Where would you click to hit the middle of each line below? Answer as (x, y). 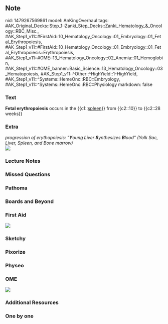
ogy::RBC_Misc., (22, 31)
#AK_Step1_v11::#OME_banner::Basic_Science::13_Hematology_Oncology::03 (84, 68)
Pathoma (16, 188)
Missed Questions (28, 174)
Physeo (15, 266)
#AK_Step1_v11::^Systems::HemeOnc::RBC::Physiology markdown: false (79, 84)
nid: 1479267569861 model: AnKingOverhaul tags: (57, 20)
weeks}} (14, 114)
